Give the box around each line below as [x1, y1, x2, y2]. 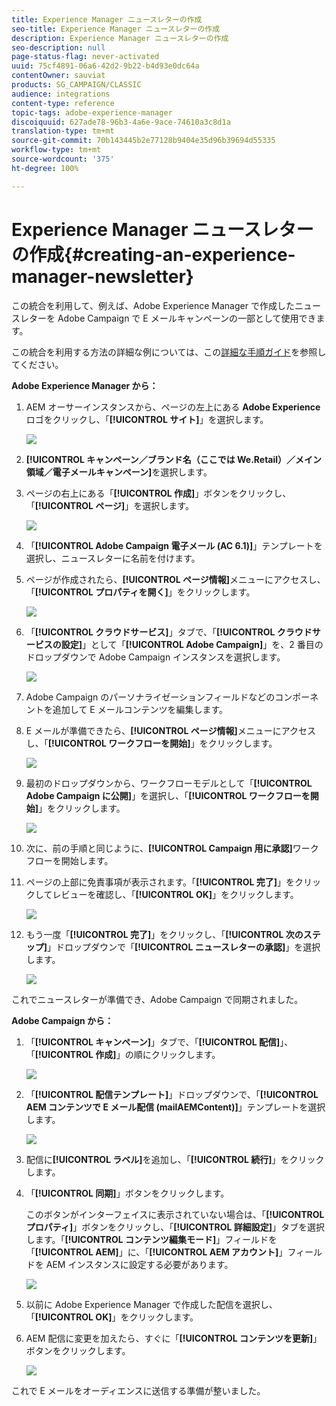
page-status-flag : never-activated [11, 52, 160, 62]
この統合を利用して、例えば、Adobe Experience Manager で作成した [11, 299, 295, 311]
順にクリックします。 [133, 1048, 221, 1060]
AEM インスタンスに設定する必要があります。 [45, 1258, 234, 1270]
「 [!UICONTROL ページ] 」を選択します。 [25, 499, 194, 511]
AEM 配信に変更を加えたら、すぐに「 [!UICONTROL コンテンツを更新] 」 [25, 1332, 323, 1344]
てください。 [11, 358, 64, 370]
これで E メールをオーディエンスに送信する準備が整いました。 [11, 1384, 266, 1396]
